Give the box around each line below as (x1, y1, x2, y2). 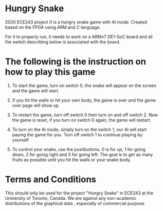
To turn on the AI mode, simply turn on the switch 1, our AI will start (12, 127, 147, 132)
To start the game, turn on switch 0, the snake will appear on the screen (12, 83, 157, 88)
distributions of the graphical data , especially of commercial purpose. (5, 200, 146, 206)
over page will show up (12, 102, 59, 108)
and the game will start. (12, 87, 59, 93)
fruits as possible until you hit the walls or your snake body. (12, 157, 131, 163)
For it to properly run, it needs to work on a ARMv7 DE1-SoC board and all (5, 34, 153, 40)
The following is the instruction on (5, 56, 146, 67)
